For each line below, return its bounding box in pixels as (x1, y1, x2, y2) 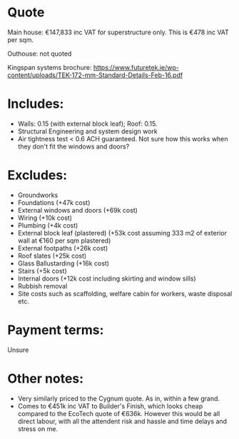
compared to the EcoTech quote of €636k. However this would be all (17, 409, 220, 418)
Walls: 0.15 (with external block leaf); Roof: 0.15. (17, 119, 158, 128)
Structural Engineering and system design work (17, 126, 158, 136)
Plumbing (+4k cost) (17, 221, 78, 229)
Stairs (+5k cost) (17, 266, 68, 275)
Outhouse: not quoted (7, 49, 72, 58)
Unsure (7, 345, 29, 354)
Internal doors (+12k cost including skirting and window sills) (17, 274, 196, 283)
